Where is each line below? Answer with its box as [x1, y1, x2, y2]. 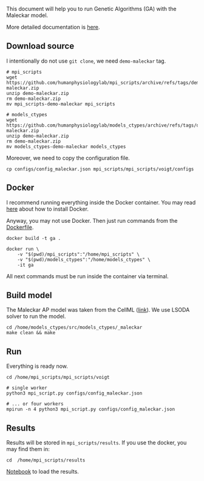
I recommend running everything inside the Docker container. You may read [6, 198, 196, 206]
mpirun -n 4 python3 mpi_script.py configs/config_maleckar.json [6, 406, 175, 413]
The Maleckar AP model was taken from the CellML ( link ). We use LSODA [6, 306, 190, 314]
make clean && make [6, 330, 56, 336]
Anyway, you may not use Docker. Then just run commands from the [6, 217, 178, 224]
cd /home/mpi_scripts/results [6, 457, 86, 463]
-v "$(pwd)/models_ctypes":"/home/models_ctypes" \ [17, 256, 151, 262]
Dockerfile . [6, 223, 34, 231]
